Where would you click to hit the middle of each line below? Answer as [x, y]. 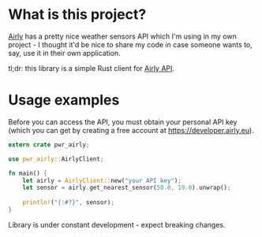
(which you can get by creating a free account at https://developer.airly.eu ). [131, 130]
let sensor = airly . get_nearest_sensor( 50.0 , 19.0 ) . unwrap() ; [127, 188]
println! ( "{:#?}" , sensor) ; [68, 202]
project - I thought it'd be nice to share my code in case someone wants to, [130, 44]
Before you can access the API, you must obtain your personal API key [123, 122]
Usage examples [64, 100]
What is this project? [77, 15]
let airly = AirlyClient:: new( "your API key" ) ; [102, 180]
